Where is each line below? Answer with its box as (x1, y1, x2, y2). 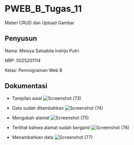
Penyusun (5, 34, 37, 43)
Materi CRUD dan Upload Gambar (5, 20, 75, 26)
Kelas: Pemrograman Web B (5, 67, 63, 73)
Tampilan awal (12, 95, 42, 101)
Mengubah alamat (12, 114, 50, 121)
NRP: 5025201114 (5, 57, 41, 63)
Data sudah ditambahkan (12, 105, 64, 111)
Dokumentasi (5, 82, 48, 91)
